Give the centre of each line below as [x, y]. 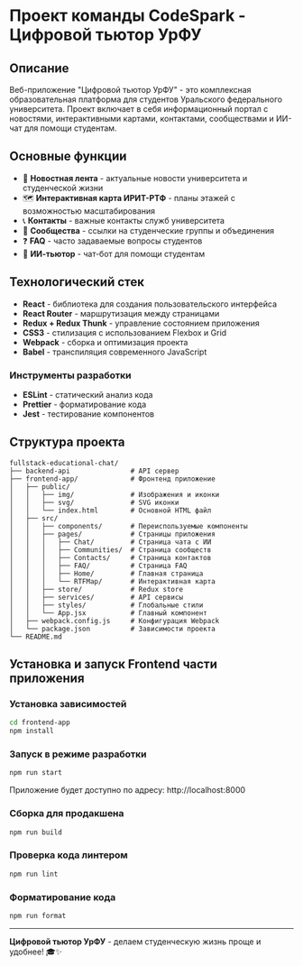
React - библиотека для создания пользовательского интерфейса [150, 304]
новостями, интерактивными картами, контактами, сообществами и [142, 119]
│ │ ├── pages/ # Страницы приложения [113, 534]
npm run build [36, 832]
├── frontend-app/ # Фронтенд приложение [113, 479]
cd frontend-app [40, 722]
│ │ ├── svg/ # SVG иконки [94, 502]
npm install [32, 731]
